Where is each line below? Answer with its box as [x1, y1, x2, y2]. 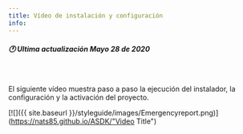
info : [8, 19, 26, 27]
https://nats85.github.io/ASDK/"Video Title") [10, 116, 157, 126]
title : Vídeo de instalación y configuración [8, 11, 163, 20]
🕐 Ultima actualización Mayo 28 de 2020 [8, 45, 151, 54]
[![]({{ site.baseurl [8, 108, 68, 118]
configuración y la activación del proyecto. [8, 93, 150, 102]
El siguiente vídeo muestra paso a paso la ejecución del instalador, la [8, 85, 236, 94]
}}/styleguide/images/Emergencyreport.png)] [68, 108, 219, 118]
